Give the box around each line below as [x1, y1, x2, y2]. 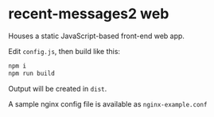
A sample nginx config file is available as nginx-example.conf [8, 99, 208, 108]
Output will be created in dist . [8, 84, 107, 93]
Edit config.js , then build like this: [8, 46, 121, 56]
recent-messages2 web [8, 5, 169, 23]
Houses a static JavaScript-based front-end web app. [8, 31, 185, 41]
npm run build [8, 69, 56, 77]
